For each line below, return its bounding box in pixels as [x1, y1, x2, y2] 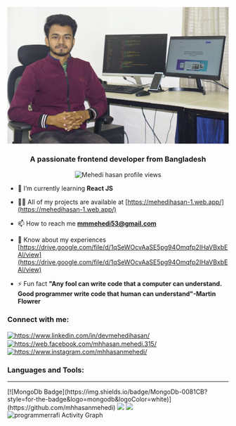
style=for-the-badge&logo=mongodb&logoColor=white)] [7, 395, 172, 404]
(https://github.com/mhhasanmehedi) [7, 404, 116, 412]
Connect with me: [7, 314, 70, 324]
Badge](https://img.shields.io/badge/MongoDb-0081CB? [44, 387, 208, 396]
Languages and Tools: [7, 366, 84, 375]
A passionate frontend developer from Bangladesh [29, 155, 206, 164]
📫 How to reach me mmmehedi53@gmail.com [17, 219, 157, 228]
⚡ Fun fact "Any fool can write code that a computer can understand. [17, 279, 223, 288]
